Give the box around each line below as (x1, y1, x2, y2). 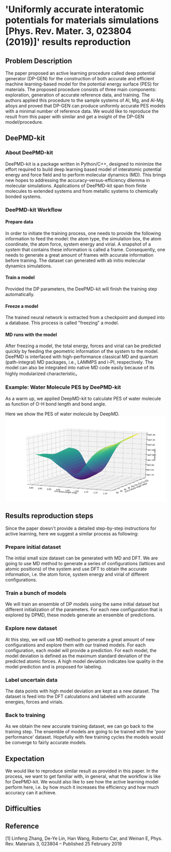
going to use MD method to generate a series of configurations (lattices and (5, 560, 165, 567)
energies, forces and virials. (5, 699, 64, 705)
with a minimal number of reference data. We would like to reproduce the (5, 108, 159, 114)
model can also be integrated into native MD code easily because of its (5, 365, 155, 371)
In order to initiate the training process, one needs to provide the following (5, 230, 161, 236)
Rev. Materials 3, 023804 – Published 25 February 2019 (5, 841, 122, 847)
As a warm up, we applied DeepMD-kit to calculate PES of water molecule (5, 395, 161, 401)
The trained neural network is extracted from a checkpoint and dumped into (5, 315, 165, 321)
